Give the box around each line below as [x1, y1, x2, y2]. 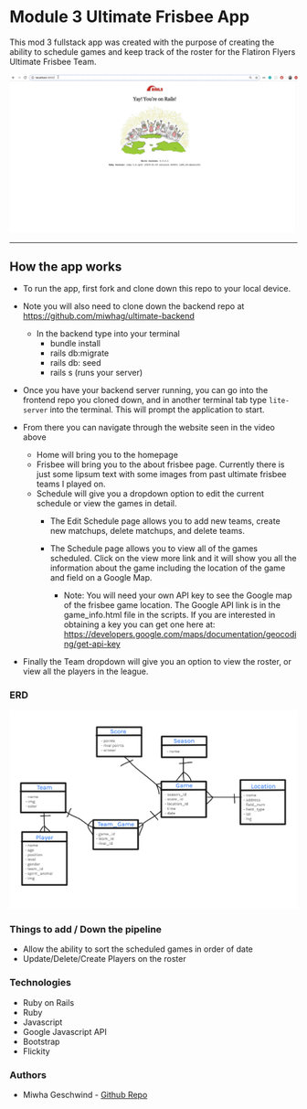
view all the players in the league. [22, 666, 149, 677]
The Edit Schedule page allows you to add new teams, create [49, 516, 281, 527]
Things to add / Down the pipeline [9, 922, 163, 935]
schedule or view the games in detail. [36, 498, 177, 509]
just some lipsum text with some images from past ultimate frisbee [36, 469, 287, 480]
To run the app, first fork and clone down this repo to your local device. [22, 283, 291, 294]
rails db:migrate [49, 347, 110, 358]
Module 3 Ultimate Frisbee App [9, 6, 249, 27]
